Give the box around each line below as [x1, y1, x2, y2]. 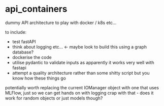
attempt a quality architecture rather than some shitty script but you [12, 70, 150, 76]
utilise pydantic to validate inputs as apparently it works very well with [12, 59, 154, 65]
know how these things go [12, 75, 66, 81]
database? [12, 49, 34, 55]
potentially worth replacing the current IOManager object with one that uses [5, 84, 159, 90]
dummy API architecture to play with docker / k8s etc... [5, 20, 117, 26]
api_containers [5, 3, 67, 15]
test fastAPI [12, 38, 36, 45]
